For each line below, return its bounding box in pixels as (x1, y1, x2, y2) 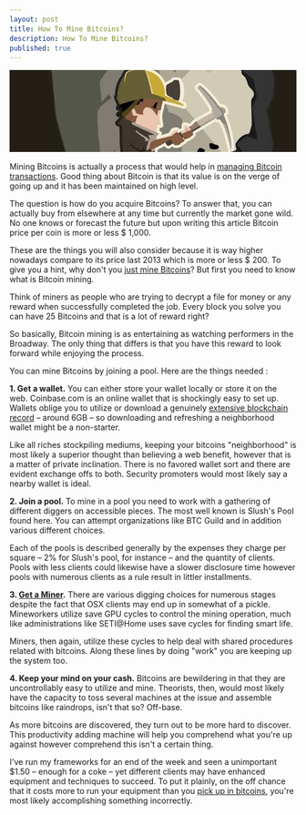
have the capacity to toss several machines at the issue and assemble (9, 692, 272, 703)
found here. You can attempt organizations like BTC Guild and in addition (9, 515, 282, 526)
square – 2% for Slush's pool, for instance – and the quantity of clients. (9, 552, 276, 564)
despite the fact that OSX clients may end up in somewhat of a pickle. (9, 599, 270, 610)
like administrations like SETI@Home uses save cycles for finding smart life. (9, 618, 293, 629)
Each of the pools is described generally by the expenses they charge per (9, 543, 287, 554)
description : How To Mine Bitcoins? (9, 34, 148, 43)
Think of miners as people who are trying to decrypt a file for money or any (9, 291, 291, 302)
